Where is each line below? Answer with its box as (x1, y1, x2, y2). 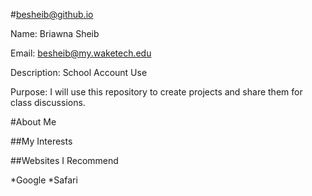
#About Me (10, 116, 57, 128)
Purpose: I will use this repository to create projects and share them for (10, 86, 303, 98)
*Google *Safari (10, 174, 78, 186)
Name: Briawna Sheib (10, 28, 100, 39)
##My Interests (10, 135, 73, 147)
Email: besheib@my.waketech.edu (10, 47, 152, 59)
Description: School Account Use (10, 67, 148, 78)
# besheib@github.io (10, 9, 94, 20)
